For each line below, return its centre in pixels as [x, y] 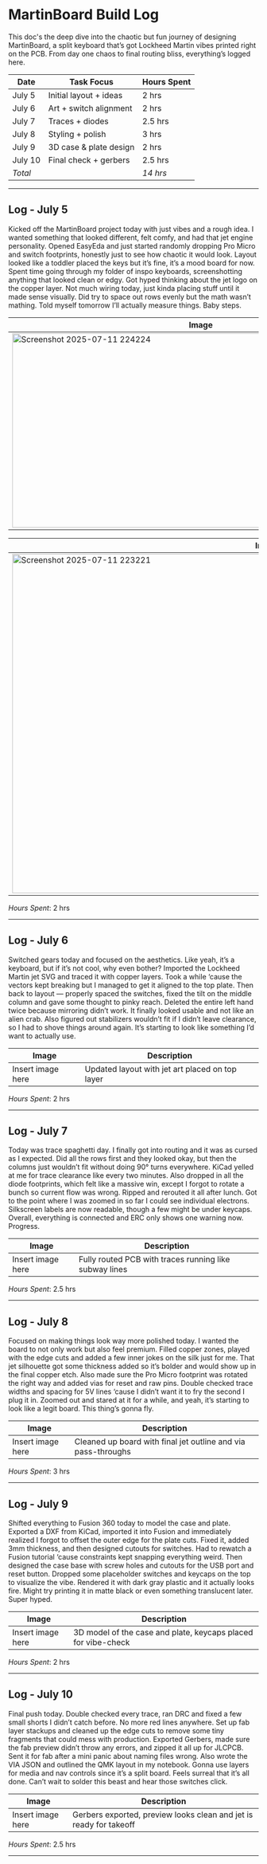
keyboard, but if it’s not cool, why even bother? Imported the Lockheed [124, 968]
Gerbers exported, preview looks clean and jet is [163, 1815]
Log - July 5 [38, 210]
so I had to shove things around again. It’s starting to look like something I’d [131, 1027]
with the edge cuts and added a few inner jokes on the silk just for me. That [132, 1358]
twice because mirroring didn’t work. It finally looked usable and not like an [131, 1010]
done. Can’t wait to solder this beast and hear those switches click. [118, 1781]
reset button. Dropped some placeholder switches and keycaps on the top [130, 1574]
